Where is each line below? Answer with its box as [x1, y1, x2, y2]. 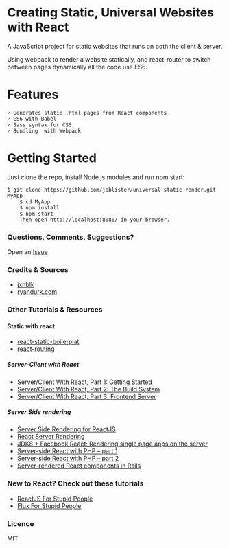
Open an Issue [7, 248, 48, 256]
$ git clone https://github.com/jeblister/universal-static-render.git [7, 186, 216, 193]
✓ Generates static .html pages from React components [7, 109, 167, 116]
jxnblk [16, 280, 34, 289]
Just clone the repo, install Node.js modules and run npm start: [7, 173, 185, 181]
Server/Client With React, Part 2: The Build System [16, 385, 160, 393]
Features [7, 87, 59, 102]
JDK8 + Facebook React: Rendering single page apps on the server [16, 439, 208, 448]
